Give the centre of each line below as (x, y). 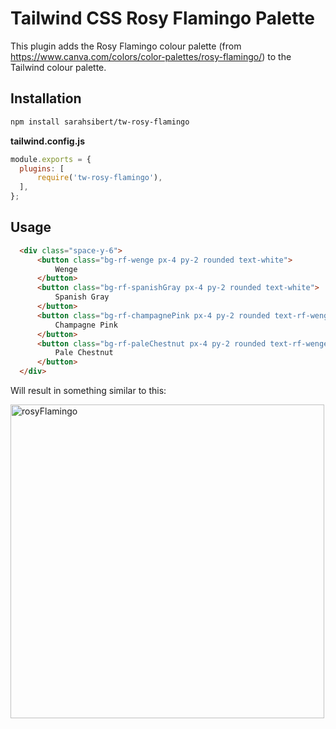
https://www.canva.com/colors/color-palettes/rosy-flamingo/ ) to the (151, 56)
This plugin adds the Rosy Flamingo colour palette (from (126, 46)
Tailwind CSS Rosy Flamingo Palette (162, 18)
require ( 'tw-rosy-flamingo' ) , (99, 178)
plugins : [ (42, 168)
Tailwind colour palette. (58, 67)
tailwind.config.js (47, 141)
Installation (46, 98)
